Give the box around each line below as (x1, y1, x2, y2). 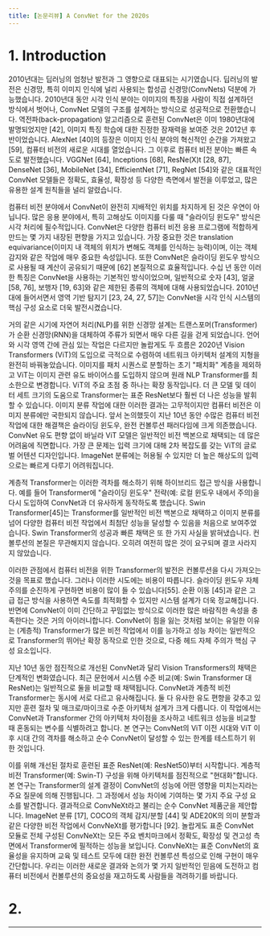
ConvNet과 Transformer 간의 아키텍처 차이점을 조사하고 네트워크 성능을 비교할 (8, 713, 256, 723)
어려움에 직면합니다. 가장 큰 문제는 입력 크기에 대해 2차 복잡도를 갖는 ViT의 (8, 440, 243, 450)
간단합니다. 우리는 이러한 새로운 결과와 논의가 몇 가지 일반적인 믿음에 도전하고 (8, 860, 251, 870)
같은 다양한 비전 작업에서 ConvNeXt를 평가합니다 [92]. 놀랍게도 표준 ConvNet (8, 820, 255, 830)
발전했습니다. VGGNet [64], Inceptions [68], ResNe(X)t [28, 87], (22, 155, 231, 164)
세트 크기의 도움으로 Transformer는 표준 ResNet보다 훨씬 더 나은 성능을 (16, 390, 243, 399)
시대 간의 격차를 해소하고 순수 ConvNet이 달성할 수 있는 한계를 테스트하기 (16, 733, 247, 743)
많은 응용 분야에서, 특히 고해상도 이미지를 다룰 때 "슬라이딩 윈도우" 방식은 (31, 212, 261, 221)
